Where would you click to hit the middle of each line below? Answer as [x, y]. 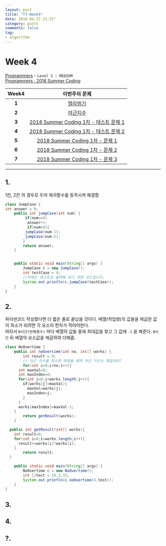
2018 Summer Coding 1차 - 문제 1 [77, 141]
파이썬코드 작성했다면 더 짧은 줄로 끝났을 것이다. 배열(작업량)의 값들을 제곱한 [79, 319]
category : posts [22, 24]
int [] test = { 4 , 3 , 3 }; [46, 475]
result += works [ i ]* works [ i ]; [47, 444]
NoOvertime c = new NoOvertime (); [58, 471]
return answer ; [39, 246]
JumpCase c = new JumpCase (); [54, 268]
